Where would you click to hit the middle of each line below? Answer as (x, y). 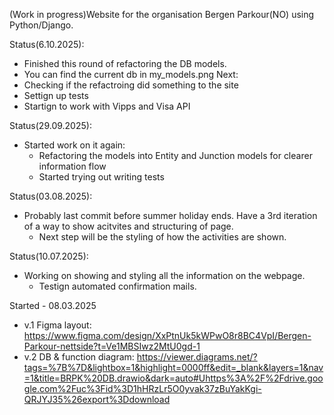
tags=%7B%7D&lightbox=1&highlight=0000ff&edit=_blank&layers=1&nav (173, 367)
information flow (72, 166)
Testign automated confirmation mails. (117, 286)
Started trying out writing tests (101, 177)
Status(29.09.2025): (50, 125)
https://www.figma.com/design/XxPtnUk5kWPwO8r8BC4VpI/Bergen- (167, 335)
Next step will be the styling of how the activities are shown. (162, 237)
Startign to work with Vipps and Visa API (107, 106)
